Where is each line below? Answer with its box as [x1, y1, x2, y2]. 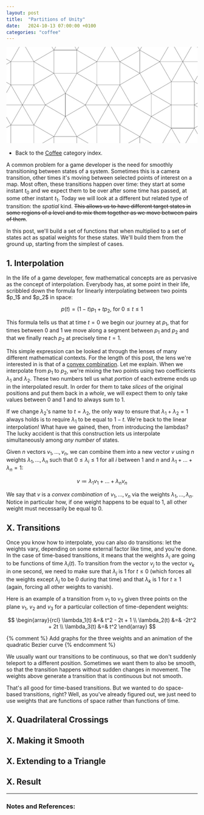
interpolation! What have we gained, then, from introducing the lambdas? [6, 423, 189, 431]
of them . [6, 216, 27, 223]
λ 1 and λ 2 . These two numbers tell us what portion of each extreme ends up [6, 375, 197, 384]
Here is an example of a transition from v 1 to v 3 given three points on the [6, 595, 188, 604]
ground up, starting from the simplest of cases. [6, 241, 124, 248]
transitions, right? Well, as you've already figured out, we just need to [23, 690, 197, 697]
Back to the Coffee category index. [15, 149, 103, 157]
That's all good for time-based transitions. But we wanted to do [6, 684, 165, 691]
